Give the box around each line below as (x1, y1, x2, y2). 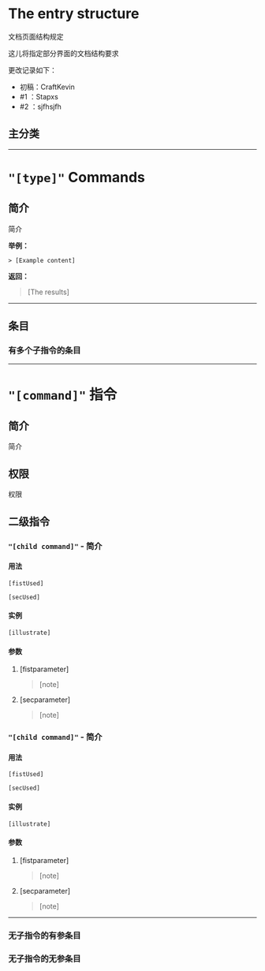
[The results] (27, 287, 69, 297)
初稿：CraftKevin (19, 82, 75, 91)
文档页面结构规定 (8, 32, 64, 41)
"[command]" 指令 (8, 386, 118, 403)
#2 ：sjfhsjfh (19, 102, 62, 111)
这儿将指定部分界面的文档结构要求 (8, 48, 119, 58)
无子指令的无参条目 (8, 953, 81, 964)
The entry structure (8, 5, 140, 23)
